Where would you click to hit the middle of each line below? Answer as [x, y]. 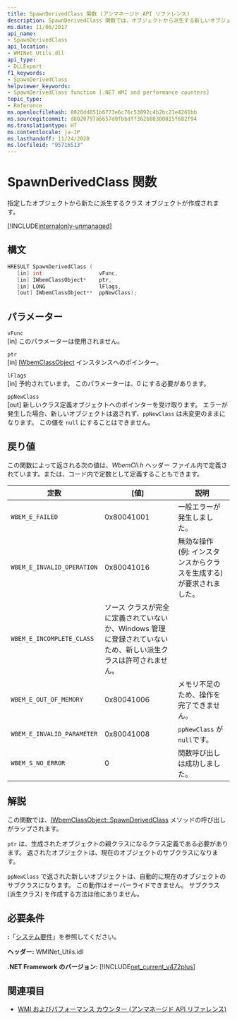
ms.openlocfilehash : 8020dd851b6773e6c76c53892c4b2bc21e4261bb [102, 112]
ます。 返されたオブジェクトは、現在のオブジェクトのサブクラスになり [110, 852]
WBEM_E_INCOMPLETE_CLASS [53, 638]
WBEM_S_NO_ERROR [38, 763]
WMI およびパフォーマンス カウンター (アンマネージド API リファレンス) [122, 1009]
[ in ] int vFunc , [67, 273]
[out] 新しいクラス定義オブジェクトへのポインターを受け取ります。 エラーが [117, 405]
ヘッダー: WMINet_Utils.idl [45, 952]
